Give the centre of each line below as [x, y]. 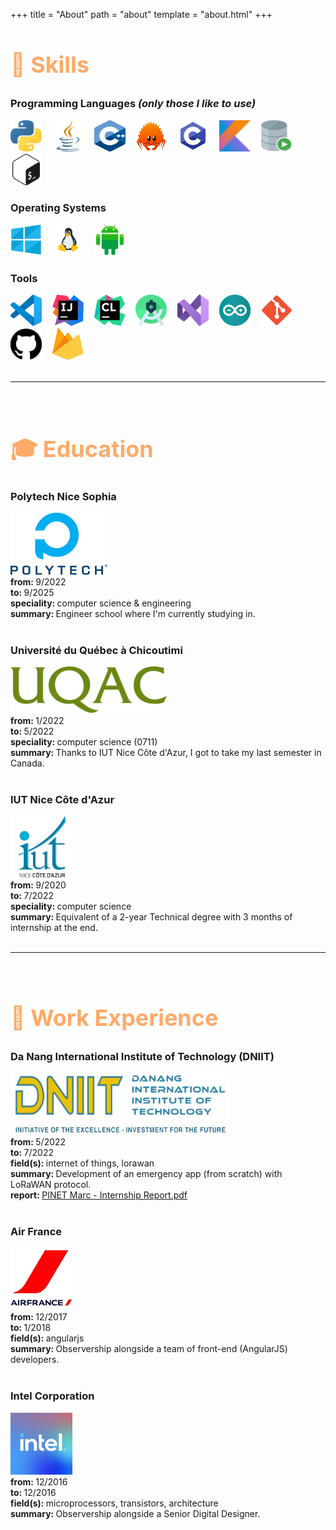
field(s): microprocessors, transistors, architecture [114, 1503]
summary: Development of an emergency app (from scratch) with [146, 1174]
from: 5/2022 [38, 1142]
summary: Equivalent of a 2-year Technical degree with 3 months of [151, 917]
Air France [36, 1232]
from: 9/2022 [38, 581]
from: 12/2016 [39, 1481]
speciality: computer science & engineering [101, 603]
